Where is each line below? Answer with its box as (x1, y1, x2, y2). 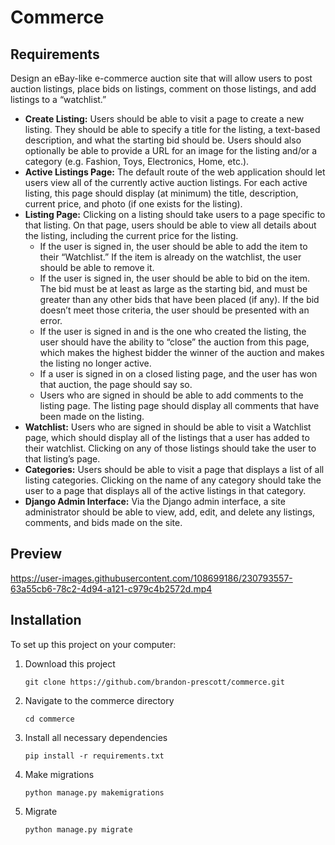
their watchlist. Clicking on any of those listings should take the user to (24, 442, 317, 454)
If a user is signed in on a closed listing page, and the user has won (39, 368, 318, 380)
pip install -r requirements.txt (24, 751, 165, 761)
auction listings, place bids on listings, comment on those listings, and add (10, 83, 317, 95)
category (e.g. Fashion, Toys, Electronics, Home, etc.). (24, 156, 250, 167)
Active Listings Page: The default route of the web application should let (24, 166, 326, 178)
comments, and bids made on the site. (24, 517, 183, 528)
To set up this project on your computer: (10, 638, 177, 650)
